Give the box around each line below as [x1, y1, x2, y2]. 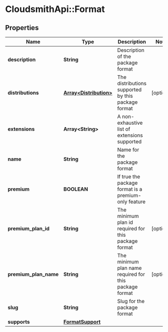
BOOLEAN [63, 186, 88, 192]
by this [117, 93, 133, 99]
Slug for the [117, 298, 145, 304]
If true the [117, 173, 140, 180]
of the [117, 53, 131, 60]
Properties [5, 24, 39, 32]
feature [128, 198, 146, 205]
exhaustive [117, 119, 143, 126]
